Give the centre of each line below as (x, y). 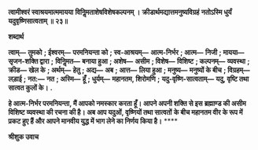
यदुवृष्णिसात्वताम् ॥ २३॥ (38, 21)
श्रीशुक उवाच (24, 137)
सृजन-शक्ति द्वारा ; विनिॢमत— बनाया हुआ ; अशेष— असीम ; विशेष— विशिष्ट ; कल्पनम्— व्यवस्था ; (129, 61)
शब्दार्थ (16, 37)
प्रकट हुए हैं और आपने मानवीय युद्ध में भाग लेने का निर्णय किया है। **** (93, 121)
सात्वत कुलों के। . (30, 88)
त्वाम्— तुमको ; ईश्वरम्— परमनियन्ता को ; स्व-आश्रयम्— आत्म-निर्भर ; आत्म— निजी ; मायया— (127, 52)
